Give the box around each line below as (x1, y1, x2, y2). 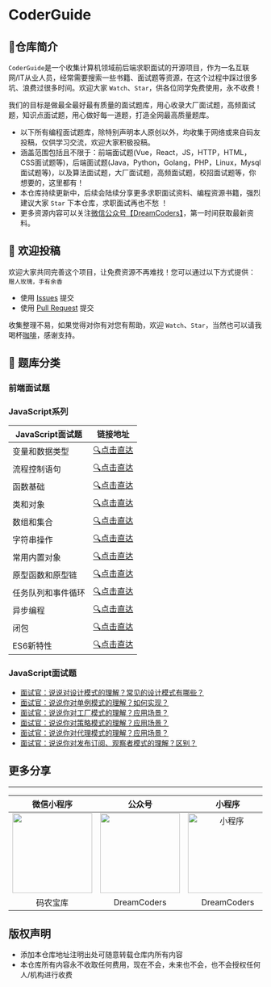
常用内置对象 (12, 552, 62, 563)
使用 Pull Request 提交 (19, 303, 94, 313)
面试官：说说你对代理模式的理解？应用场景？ (19, 728, 169, 737)
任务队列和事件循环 (12, 587, 86, 598)
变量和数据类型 (12, 446, 70, 457)
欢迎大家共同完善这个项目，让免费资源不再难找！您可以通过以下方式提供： (8, 267, 256, 276)
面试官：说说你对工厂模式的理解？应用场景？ (19, 708, 169, 717)
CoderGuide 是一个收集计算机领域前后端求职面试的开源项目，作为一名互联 (8, 63, 250, 72)
